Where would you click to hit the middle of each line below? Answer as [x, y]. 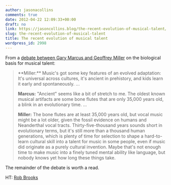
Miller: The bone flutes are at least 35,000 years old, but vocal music [90, 114]
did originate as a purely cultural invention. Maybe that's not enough [89, 147]
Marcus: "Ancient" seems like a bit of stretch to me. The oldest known [91, 94]
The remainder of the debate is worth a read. [52, 167]
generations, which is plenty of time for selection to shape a [80, 136]
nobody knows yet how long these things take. [67, 157]
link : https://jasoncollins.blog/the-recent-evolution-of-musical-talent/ [86, 29]
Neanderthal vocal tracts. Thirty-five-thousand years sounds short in [90, 125]
